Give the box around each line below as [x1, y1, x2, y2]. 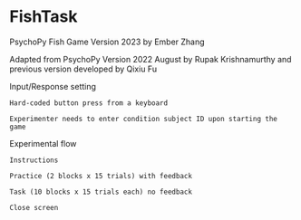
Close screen [9, 203, 59, 212]
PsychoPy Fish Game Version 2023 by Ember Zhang [9, 36, 206, 47]
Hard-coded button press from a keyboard [9, 98, 169, 108]
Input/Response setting [9, 81, 97, 91]
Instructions [9, 156, 59, 165]
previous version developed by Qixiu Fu [9, 63, 157, 74]
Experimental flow [9, 138, 77, 148]
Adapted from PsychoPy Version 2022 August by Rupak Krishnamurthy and [9, 53, 292, 64]
